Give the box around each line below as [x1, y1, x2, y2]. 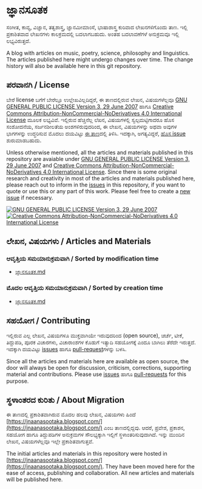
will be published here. [6, 476, 63, 483]
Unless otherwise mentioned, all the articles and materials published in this [6, 149, 194, 156]
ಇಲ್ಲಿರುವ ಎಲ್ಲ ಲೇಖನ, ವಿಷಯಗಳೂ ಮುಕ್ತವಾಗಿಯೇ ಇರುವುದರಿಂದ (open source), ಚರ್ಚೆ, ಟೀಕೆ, [6, 332, 184, 339]
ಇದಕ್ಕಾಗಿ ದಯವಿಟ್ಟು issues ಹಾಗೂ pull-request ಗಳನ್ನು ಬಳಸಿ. [6, 345, 127, 352]
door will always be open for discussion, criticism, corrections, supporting [6, 364, 191, 371]
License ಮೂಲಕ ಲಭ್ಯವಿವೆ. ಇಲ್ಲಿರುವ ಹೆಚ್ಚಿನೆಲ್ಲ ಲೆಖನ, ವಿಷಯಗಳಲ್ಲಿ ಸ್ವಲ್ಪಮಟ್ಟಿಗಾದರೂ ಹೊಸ [6, 116, 175, 123]
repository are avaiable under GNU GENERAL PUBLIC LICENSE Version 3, [6, 155, 190, 162]
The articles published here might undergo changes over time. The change [6, 55, 194, 63]
